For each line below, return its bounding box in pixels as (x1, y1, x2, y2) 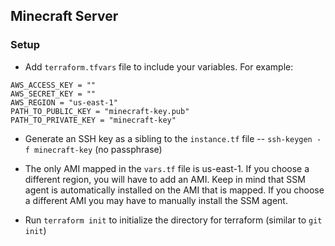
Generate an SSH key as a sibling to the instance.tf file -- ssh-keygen (24, 132, 313, 144)
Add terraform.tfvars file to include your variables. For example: (24, 60, 294, 73)
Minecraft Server (10, 8, 119, 25)
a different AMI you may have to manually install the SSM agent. (24, 194, 288, 206)
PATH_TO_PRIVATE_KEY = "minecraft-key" (10, 115, 177, 125)
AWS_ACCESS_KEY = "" (10, 80, 97, 90)
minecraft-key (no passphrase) (34, 143, 163, 155)
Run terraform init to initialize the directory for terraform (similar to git (24, 214, 323, 226)
